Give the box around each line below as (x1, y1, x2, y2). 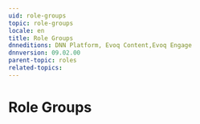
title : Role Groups (8, 34, 74, 42)
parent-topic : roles (8, 57, 78, 65)
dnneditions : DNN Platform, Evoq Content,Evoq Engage (8, 42, 193, 50)
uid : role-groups (8, 11, 67, 20)
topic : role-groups (8, 19, 74, 27)
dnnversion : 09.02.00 (8, 49, 81, 57)
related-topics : (8, 64, 63, 72)
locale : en (8, 26, 45, 34)
